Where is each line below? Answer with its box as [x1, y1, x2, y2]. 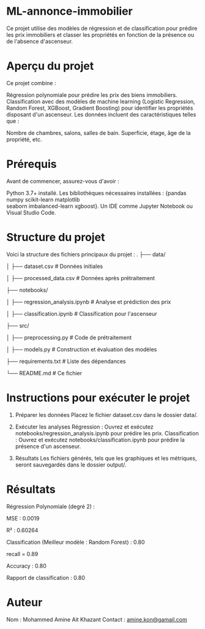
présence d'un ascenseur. [15, 443, 81, 450]
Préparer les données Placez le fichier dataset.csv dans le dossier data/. [15, 411, 198, 418]
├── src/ [6, 322, 29, 329]
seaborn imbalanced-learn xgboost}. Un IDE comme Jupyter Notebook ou [6, 202, 193, 210]
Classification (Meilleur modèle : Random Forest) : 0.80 [6, 538, 145, 546]
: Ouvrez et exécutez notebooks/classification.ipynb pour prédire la [15, 436, 185, 443]
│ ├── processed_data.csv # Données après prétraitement [6, 274, 155, 281]
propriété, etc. [6, 135, 42, 143]
